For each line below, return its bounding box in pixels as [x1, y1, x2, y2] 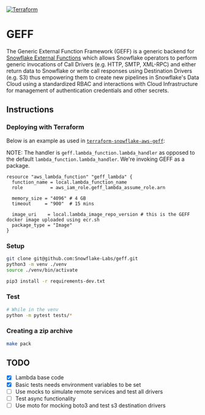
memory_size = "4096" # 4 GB [12, 195, 86, 201]
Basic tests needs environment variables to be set [15, 381, 141, 388]
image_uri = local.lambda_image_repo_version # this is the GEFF [12, 211, 190, 217]
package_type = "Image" [12, 222, 72, 228]
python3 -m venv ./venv [6, 261, 67, 267]
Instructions [6, 104, 54, 115]
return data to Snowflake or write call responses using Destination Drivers [6, 67, 193, 74]
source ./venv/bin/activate [6, 267, 78, 273]
